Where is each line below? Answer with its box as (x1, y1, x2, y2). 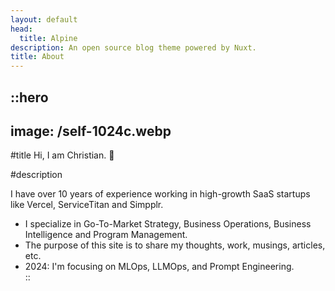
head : (10, 24, 33, 34)
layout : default (10, 14, 78, 25)
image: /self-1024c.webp (10, 122, 172, 140)
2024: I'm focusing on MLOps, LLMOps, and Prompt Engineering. (24, 261, 295, 273)
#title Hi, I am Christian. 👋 (10, 149, 115, 161)
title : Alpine (19, 33, 78, 43)
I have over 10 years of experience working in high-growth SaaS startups (10, 188, 311, 200)
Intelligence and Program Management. (24, 229, 188, 241)
